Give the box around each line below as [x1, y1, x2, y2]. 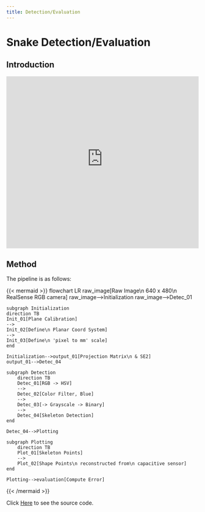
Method [6, 259, 37, 270]
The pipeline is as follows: [6, 275, 72, 283]
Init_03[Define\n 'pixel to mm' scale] [6, 338, 108, 344]
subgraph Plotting [6, 439, 53, 445]
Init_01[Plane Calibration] [6, 316, 78, 322]
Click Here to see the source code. [6, 499, 94, 506]
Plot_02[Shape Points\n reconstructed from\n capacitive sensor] [17, 461, 187, 467]
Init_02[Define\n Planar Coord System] [6, 327, 108, 333]
